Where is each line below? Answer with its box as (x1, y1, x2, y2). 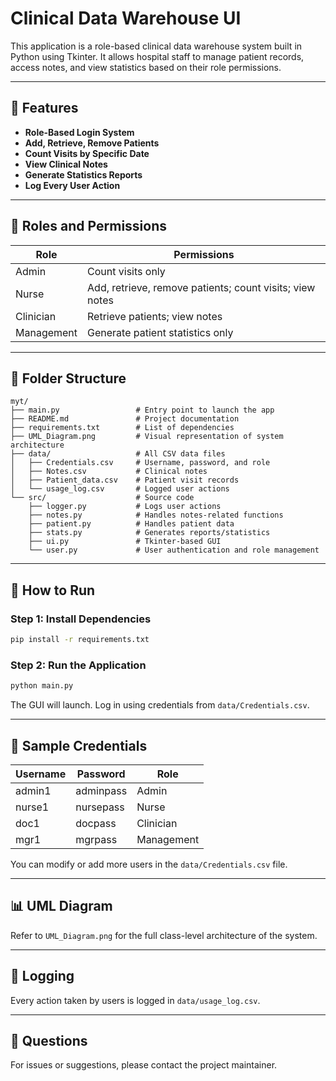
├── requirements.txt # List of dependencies (10, 423, 235, 433)
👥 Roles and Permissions (10, 218, 168, 235)
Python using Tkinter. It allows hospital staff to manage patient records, (10, 50, 305, 62)
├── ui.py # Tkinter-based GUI (28, 537, 222, 547)
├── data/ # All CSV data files (10, 449, 226, 459)
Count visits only (87, 264, 166, 278)
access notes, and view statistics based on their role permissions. (10, 61, 282, 73)
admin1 (15, 783, 52, 797)
